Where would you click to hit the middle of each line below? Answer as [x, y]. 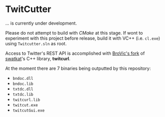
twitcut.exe [25, 105]
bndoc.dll [23, 78]
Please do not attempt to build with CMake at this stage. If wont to [74, 33]
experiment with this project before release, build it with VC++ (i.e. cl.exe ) [83, 38]
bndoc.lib [23, 84]
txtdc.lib [23, 94]
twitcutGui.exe [29, 110]
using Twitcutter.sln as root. [36, 43]
